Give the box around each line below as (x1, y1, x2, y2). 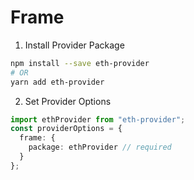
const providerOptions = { (10, 124, 123, 134)
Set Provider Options (24, 95, 112, 107)
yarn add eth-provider (10, 77, 105, 87)
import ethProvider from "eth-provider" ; (10, 114, 186, 125)
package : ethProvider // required (28, 142, 172, 153)
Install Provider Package (24, 39, 125, 51)
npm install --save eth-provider (10, 58, 150, 68)
